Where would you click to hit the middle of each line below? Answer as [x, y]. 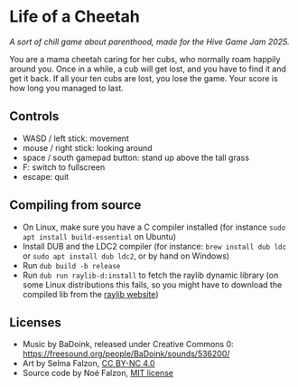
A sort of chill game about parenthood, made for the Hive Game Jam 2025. [150, 42]
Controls [34, 116]
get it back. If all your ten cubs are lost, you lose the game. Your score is [144, 78]
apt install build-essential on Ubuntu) [99, 236]
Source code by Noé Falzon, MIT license [98, 373]
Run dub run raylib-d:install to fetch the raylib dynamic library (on [150, 275]
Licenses [35, 322]
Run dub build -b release [71, 265]
